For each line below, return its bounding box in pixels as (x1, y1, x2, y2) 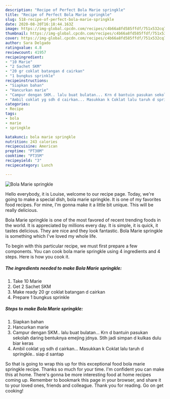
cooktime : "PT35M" (5, 153, 44, 159)
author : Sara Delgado (5, 41, 51, 46)
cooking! (5, 387, 24, 393)
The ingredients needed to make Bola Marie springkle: (5, 265, 122, 271)
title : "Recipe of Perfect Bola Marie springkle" (5, 12, 112, 17)
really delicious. (5, 207, 38, 213)
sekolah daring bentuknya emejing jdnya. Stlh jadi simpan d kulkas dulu (12, 335, 162, 341)
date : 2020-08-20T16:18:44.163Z (5, 21, 73, 27)
